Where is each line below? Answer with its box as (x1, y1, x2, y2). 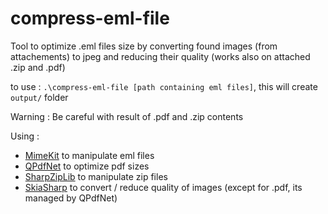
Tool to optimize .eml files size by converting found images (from (10, 40, 278, 52)
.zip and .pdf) (10, 61, 66, 73)
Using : (10, 130, 40, 142)
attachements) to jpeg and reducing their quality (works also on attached (10, 50, 311, 62)
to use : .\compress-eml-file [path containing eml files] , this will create (10, 80, 318, 92)
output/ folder (10, 91, 69, 103)
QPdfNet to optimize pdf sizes (24, 160, 150, 172)
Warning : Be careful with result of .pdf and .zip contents (10, 110, 244, 122)
